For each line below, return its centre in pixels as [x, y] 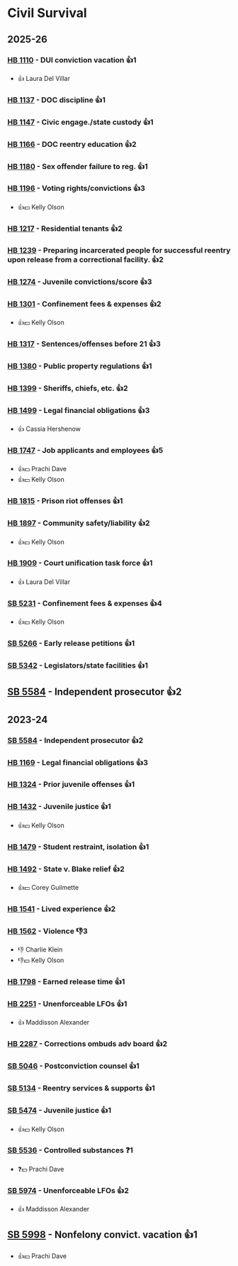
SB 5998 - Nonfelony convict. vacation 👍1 [102, 1235]
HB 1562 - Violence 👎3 [48, 931]
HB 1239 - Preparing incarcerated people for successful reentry [119, 250]
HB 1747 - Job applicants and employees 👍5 [85, 450]
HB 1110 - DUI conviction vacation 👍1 [72, 60]
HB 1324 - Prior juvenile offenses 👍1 [71, 784]
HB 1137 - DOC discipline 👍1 [57, 99]
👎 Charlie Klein [40, 949]
